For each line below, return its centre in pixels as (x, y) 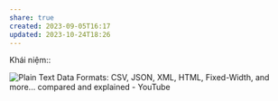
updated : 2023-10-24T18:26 (60, 34)
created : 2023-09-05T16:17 (60, 26)
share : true (32, 18)
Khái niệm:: (30, 60)
